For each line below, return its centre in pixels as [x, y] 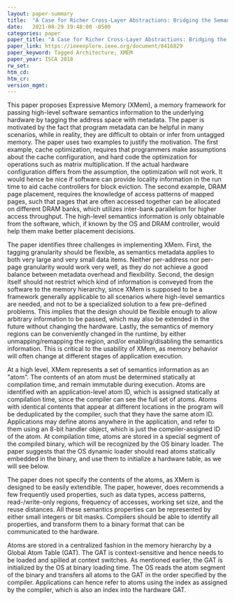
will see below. [28, 466]
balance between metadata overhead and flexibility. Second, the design [111, 275]
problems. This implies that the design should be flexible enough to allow [113, 312]
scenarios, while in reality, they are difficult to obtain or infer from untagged [116, 135]
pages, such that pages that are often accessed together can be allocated [114, 202]
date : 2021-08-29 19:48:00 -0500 [59, 27]
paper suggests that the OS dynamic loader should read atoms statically [111, 451]
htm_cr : [19, 79]
